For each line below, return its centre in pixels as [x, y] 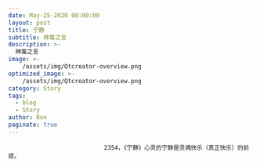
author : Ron [27, 118]
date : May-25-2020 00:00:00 [54, 15]
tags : [17, 96]
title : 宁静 [26, 30]
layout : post [29, 23]
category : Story [34, 88]
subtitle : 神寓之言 [38, 37]
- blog [26, 103]
